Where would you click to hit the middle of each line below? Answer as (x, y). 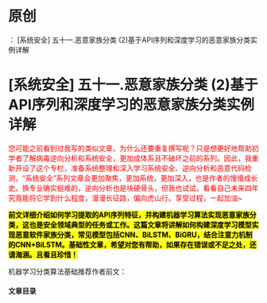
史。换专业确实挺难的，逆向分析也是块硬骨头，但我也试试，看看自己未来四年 (133, 188)
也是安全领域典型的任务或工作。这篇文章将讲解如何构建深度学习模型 (140, 224)
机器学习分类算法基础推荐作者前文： (68, 271)
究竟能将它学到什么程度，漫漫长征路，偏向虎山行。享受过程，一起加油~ (126, 198)
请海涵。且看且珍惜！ (43, 254)
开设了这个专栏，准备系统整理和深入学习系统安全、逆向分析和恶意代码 (130, 168)
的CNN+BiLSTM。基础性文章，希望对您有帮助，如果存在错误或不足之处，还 (132, 244)
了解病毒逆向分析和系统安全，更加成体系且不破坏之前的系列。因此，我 (137, 158)
